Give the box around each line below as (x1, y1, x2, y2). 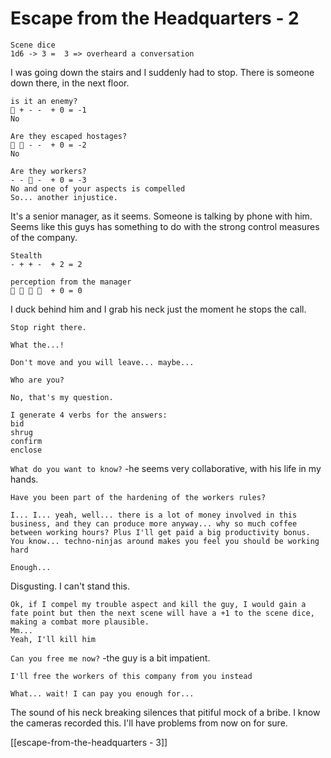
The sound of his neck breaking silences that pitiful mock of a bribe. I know (10, 706, 321, 718)
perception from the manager (10, 277, 132, 287)
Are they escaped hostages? (10, 131, 128, 141)
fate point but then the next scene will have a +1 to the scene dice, (10, 608, 315, 618)
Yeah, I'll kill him (10, 634, 97, 644)
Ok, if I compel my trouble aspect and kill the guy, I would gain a (10, 599, 307, 609)
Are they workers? (10, 166, 87, 176)
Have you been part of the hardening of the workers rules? (10, 492, 267, 502)
